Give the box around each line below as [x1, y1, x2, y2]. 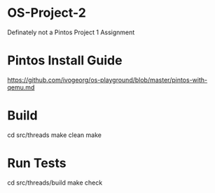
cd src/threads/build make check [7, 178, 103, 187]
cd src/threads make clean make [7, 131, 102, 139]
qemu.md [7, 83, 35, 92]
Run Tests [7, 155, 67, 171]
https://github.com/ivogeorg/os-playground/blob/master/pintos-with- [7, 76, 208, 84]
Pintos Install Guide [7, 52, 123, 69]
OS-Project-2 [7, 5, 86, 21]
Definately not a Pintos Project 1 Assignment [7, 28, 135, 36]
